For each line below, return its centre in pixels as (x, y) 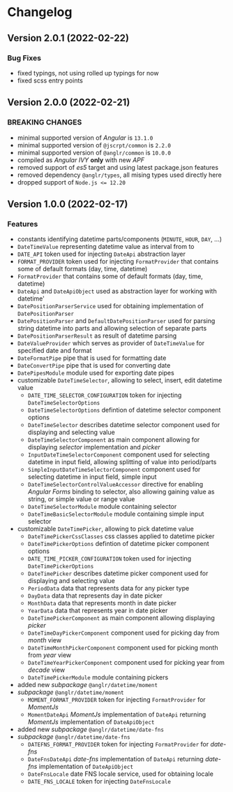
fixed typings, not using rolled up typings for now (88, 73)
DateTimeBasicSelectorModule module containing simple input (116, 514)
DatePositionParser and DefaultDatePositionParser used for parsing (116, 321)
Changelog (40, 12)
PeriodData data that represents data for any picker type (108, 589)
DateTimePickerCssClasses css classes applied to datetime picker (121, 536)
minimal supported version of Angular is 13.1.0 (85, 138)
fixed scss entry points (50, 80)
